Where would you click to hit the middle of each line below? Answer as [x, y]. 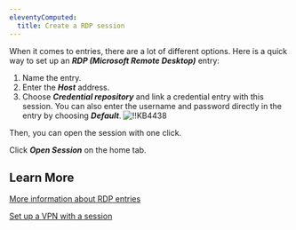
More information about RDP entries [75, 199]
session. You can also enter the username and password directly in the [152, 106]
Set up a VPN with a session [61, 216]
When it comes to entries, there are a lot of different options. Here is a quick [148, 51]
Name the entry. [52, 77]
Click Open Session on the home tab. [78, 150]
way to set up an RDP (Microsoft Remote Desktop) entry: [115, 60]
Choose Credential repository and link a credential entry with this [143, 96]
